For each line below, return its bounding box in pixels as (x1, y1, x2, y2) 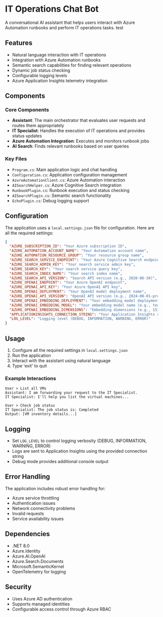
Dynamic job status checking (12, 67, 70, 73)
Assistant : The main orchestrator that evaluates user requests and (12, 117, 146, 123)
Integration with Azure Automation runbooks (12, 57, 101, 63)
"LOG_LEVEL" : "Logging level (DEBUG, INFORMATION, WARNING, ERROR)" (9, 316, 151, 321)
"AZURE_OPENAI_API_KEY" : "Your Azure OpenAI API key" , (9, 285, 123, 289)
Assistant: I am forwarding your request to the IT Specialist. (5, 390, 138, 395)
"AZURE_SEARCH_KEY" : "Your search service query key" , (9, 267, 123, 271)
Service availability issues (12, 516, 64, 521)
